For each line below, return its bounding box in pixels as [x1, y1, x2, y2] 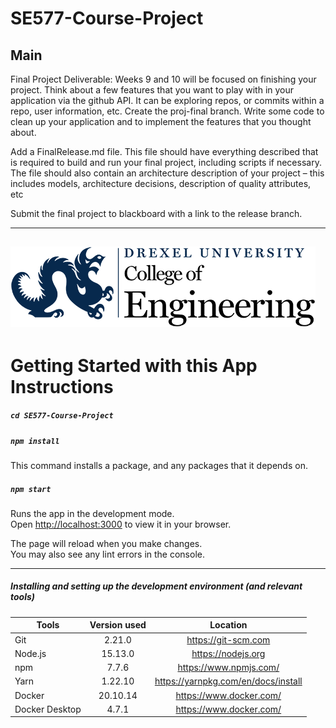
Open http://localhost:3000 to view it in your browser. [10, 518, 232, 530]
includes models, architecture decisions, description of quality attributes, [10, 178, 312, 189]
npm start [10, 484, 52, 494]
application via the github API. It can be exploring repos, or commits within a [10, 95, 325, 106]
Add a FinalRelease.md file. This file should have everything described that [10, 146, 319, 157]
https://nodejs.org [191, 647, 266, 659]
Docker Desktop [14, 703, 82, 715]
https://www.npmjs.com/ [177, 662, 280, 674]
